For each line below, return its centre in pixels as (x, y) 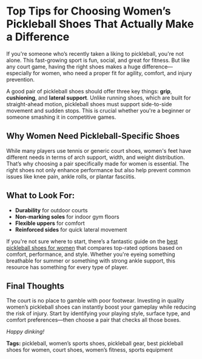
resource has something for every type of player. (67, 267)
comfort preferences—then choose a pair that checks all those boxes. (93, 320)
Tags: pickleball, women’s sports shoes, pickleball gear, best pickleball (95, 343)
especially (19, 73)
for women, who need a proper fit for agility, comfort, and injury (113, 73)
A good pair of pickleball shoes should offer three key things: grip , (89, 91)
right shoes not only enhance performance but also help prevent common (99, 170)
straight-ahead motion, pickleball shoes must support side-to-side (89, 104)
